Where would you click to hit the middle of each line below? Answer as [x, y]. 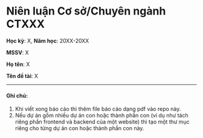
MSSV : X [18, 52]
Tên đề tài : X [22, 76]
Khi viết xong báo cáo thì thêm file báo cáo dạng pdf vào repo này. [98, 109]
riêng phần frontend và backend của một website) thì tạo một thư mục [102, 122]
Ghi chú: [17, 96]
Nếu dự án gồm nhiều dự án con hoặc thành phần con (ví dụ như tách [101, 116]
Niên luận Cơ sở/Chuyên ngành [86, 11]
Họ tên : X [18, 64]
